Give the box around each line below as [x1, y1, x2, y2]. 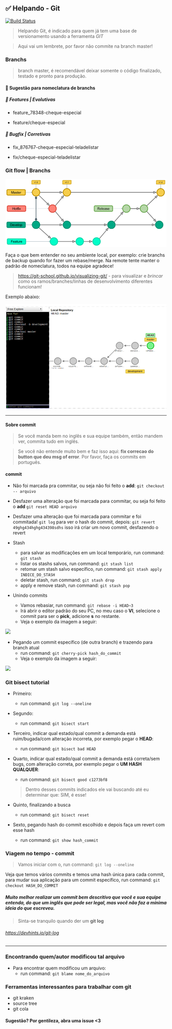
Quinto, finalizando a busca [12, 802, 71, 808]
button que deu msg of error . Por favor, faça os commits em [17, 454, 146, 460]
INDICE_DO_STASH [20, 572, 55, 577]
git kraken [12, 995, 34, 1001]
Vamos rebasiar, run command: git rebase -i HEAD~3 [20, 602, 134, 608]
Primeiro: [12, 690, 32, 696]
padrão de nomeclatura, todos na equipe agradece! [5, 263, 114, 269]
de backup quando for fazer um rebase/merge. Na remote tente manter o [5, 257, 160, 263]
